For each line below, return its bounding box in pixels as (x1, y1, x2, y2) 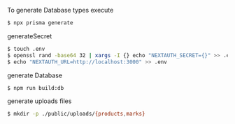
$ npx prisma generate (7, 20, 73, 26)
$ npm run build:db (7, 84, 64, 91)
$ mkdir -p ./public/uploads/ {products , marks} (7, 111, 145, 118)
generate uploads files (7, 97, 72, 105)
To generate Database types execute (7, 6, 114, 14)
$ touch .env (7, 45, 45, 52)
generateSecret (7, 31, 52, 40)
